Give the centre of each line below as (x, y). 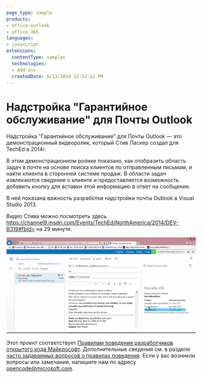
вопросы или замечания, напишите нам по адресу (71, 362)
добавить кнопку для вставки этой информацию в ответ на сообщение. (98, 186)
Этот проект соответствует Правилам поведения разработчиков (90, 342)
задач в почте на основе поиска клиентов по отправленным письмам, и (99, 167)
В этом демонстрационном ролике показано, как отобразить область (96, 161)
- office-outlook (28, 25)
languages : (20, 38)
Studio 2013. (22, 204)
